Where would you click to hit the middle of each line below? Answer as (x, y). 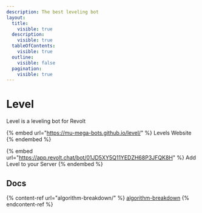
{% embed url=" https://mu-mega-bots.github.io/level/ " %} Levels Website (99, 133)
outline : (23, 57)
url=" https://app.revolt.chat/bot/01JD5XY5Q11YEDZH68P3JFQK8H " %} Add (101, 158)
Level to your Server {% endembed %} (55, 164)
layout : (16, 18)
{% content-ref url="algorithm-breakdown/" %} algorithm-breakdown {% (98, 198)
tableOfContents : (34, 46)
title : (20, 23)
